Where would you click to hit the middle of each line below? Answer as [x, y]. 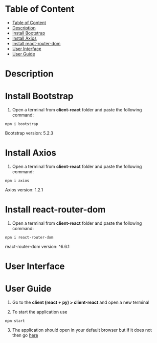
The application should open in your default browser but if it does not [82, 330]
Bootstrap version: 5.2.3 [29, 133]
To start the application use [40, 312]
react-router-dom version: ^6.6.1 [37, 246]
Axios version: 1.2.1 [24, 190]
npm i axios [17, 181]
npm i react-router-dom [29, 237]
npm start [15, 321]
